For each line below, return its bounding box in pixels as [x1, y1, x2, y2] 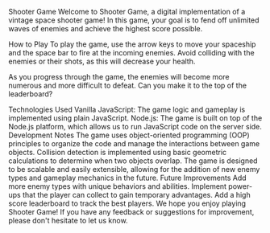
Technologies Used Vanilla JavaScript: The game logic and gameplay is [8, 104, 246, 114]
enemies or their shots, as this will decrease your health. [8, 56, 196, 66]
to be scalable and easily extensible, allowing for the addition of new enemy [8, 165, 260, 174]
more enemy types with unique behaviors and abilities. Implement [8, 182, 227, 191]
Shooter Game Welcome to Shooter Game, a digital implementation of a [8, 7, 246, 16]
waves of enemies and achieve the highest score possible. [8, 24, 203, 33]
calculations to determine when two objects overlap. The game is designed [8, 156, 258, 166]
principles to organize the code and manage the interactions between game [8, 139, 260, 148]
